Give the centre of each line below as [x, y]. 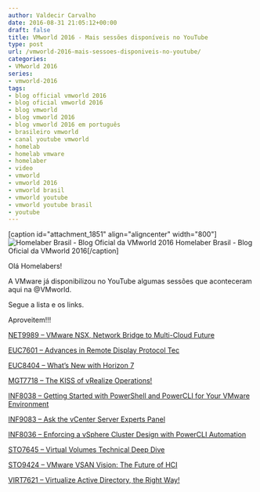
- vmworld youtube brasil [50, 204]
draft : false [29, 30]
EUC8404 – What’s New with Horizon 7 [71, 366]
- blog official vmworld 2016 [58, 96]
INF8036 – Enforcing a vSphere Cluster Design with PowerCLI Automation [127, 435]
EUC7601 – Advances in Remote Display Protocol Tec [94, 350]
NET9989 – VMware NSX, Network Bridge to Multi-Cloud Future [112, 335]
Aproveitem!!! [30, 320]
